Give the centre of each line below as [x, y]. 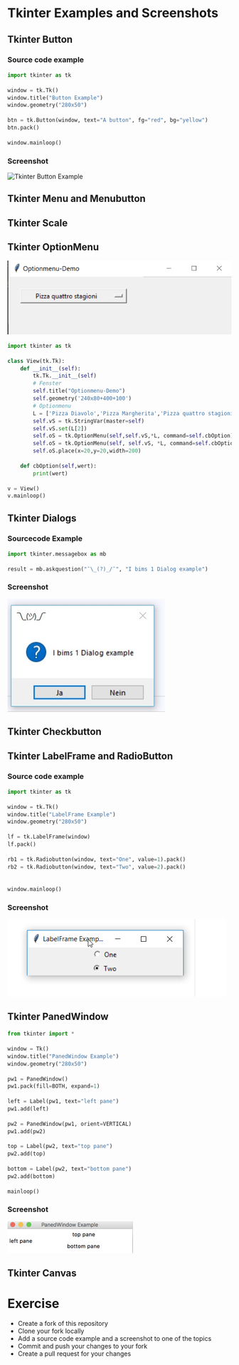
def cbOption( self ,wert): [59, 466]
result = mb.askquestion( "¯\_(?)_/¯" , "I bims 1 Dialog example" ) [108, 569]
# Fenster [47, 383]
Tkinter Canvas [42, 1274]
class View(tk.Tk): [36, 361]
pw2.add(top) [27, 1154]
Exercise [33, 1304]
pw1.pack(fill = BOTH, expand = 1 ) [54, 1086]
